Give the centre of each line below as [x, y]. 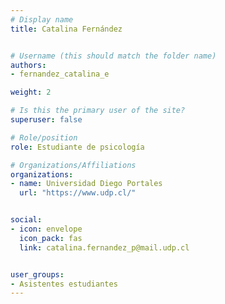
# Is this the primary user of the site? [98, 111]
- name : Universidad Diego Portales [86, 184]
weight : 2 [31, 92]
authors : [28, 65]
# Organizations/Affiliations [73, 165]
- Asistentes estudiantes [64, 284]
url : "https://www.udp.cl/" [78, 193]
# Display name [42, 19]
